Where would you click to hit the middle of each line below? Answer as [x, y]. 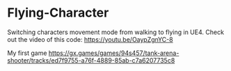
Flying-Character [58, 13]
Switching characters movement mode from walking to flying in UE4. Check [116, 32]
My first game [27, 53]
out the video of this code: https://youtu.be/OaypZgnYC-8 [90, 39]
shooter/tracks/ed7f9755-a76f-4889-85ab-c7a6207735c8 [91, 60]
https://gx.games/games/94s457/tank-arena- [114, 53]
